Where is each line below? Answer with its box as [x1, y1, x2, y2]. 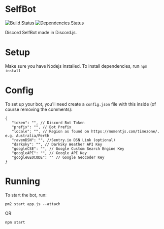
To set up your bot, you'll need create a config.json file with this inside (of [5, 101, 156, 107]
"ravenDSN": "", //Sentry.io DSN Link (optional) [11, 137, 116, 142]
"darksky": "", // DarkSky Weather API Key [11, 142, 102, 147]
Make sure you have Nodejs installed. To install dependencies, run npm [5, 63, 148, 69]
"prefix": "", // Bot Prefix [11, 125, 71, 130]
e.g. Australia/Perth [5, 133, 50, 138]
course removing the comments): [5, 106, 73, 112]
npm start [5, 220, 26, 225]
